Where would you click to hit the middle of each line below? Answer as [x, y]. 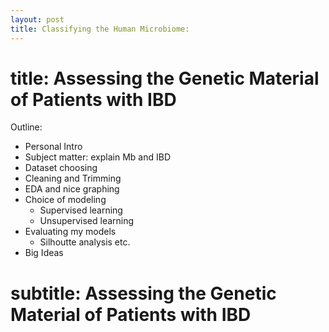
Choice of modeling [65, 200]
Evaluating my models [70, 232]
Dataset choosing [61, 168]
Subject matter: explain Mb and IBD [97, 157]
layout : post [37, 19]
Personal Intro [53, 147]
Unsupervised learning [87, 221]
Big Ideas [44, 253]
